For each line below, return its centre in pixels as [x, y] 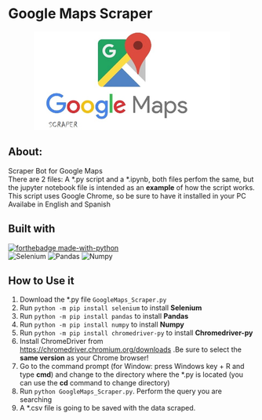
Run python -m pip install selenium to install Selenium [111, 308]
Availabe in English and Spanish [60, 204]
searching [36, 400]
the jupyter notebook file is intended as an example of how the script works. [131, 187]
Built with [32, 229]
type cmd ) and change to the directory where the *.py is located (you [131, 374]
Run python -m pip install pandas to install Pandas [104, 316]
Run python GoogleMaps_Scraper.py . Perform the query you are [120, 391]
